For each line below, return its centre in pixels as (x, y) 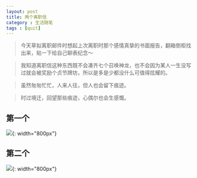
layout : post (22, 11)
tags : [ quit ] (24, 28)
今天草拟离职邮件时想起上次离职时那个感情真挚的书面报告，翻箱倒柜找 (106, 45)
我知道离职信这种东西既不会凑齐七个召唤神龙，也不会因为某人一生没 (103, 65)
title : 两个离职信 (27, 17)
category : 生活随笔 (29, 22)
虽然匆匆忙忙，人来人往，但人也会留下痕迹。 (75, 85)
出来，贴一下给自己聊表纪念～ (57, 53)
